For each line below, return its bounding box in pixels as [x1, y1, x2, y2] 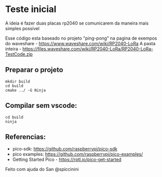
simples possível [5, 25, 40, 31]
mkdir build [5, 79, 30, 84]
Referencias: [5, 132, 46, 141]
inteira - [5, 46, 22, 52]
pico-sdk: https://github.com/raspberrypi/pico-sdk [12, 146, 118, 152]
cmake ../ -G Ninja [5, 88, 46, 93]
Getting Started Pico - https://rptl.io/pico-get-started [12, 156, 122, 162]
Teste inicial [5, 4, 57, 15]
